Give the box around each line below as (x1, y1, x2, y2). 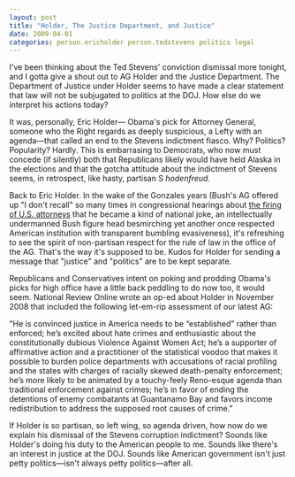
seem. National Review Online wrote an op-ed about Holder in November (9, 292, 275, 303)
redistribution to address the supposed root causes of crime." (9, 404, 233, 414)
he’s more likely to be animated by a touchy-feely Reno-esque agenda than (9, 375, 283, 386)
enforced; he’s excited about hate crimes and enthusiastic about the (9, 328, 256, 339)
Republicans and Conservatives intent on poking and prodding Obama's (9, 273, 271, 284)
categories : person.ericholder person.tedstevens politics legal (9, 37, 254, 47)
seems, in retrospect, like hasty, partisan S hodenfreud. (9, 173, 210, 184)
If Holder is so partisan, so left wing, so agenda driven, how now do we (9, 420, 268, 431)
